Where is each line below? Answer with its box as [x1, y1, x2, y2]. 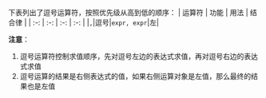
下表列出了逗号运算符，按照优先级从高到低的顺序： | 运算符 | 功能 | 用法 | [8, 8, 249, 17]
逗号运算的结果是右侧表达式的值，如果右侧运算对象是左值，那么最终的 [19, 72, 252, 80]
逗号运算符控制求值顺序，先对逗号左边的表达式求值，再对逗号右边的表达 [19, 52, 258, 61]
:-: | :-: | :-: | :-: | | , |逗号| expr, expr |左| [33, 18, 160, 27]
